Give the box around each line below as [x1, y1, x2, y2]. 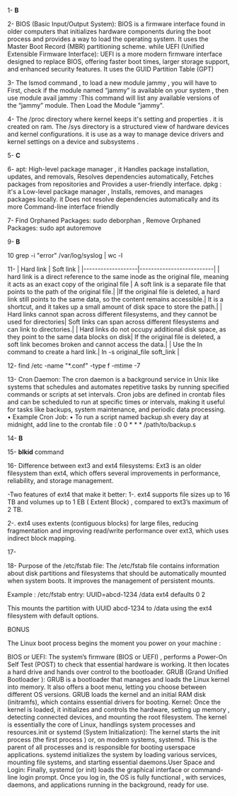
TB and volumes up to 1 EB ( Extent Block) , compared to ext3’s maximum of [7, 498, 229, 506]
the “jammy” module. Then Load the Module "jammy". [7, 101, 164, 109]
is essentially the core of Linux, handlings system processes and [7, 720, 196, 729]
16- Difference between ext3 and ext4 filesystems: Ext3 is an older [7, 462, 202, 470]
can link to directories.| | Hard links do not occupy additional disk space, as [7, 325, 226, 334]
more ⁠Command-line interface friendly [7, 203, 120, 211]
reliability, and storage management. [7, 477, 114, 484]
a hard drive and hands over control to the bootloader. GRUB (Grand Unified [7, 668, 229, 676]
